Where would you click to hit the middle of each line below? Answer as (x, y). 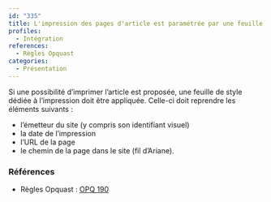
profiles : (25, 31)
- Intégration (39, 39)
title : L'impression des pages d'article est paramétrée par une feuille (136, 24)
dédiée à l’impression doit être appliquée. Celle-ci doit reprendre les (122, 100)
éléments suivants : (41, 109)
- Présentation (41, 69)
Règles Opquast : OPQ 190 (65, 189)
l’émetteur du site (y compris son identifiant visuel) (105, 125)
